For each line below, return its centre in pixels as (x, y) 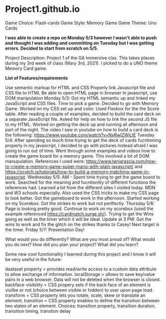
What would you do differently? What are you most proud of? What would (80, 239)
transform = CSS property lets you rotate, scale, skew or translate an (75, 295)
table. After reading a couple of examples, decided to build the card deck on (83, 114)
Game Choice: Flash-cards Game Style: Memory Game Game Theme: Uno (81, 23)
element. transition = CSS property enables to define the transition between (83, 300)
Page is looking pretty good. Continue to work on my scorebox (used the (79, 209)
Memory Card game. (26, 68)
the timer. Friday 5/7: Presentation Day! (45, 229)
